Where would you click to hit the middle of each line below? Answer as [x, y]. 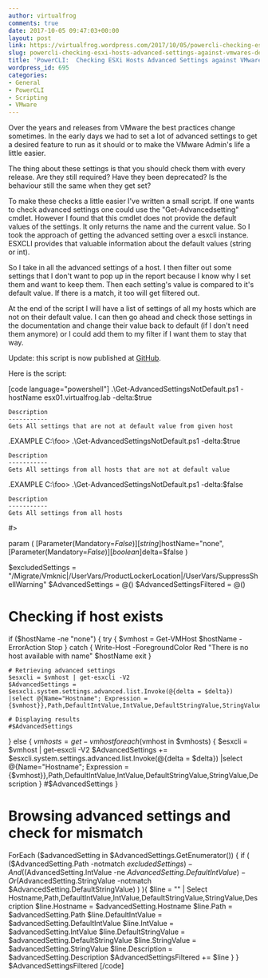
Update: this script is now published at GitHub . [85, 358]
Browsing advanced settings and [120, 816]
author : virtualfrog [43, 16]
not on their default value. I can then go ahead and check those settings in [130, 317]
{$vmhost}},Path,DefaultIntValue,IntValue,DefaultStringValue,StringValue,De [133, 776]
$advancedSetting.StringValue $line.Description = [91, 949]
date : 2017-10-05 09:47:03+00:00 [64, 30]
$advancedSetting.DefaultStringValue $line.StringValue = [102, 940]
